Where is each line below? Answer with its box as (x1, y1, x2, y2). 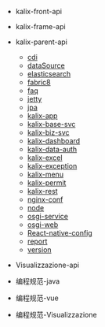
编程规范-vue (15, 293, 59, 303)
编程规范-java (15, 277, 60, 286)
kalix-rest (27, 187, 58, 195)
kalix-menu (27, 169, 64, 179)
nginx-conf (27, 195, 63, 204)
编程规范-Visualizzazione (15, 310, 97, 319)
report (27, 236, 48, 246)
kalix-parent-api (15, 37, 68, 46)
